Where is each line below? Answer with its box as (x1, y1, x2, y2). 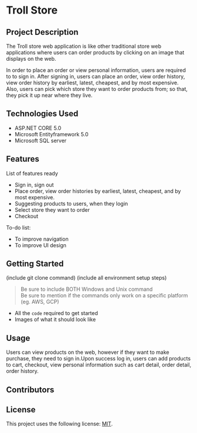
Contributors (6, 385, 55, 395)
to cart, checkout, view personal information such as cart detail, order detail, (6, 361, 192, 369)
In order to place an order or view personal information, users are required (6, 67, 186, 74)
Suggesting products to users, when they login (14, 200, 128, 207)
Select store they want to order (14, 206, 90, 213)
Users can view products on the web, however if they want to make (6, 349, 169, 356)
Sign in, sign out (14, 181, 54, 188)
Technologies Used (6, 109, 78, 119)
